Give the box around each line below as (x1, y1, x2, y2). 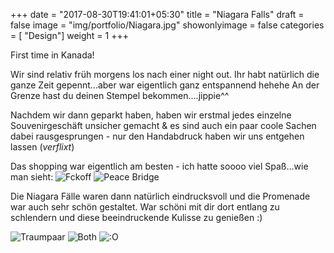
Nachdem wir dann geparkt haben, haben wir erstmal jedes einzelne (10, 109, 292, 121)
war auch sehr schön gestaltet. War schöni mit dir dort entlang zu (10, 201, 280, 213)
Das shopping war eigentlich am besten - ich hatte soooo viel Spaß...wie (10, 160, 309, 172)
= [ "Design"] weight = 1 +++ (10, 30, 129, 41)
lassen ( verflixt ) (10, 141, 75, 153)
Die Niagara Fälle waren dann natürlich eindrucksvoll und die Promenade (10, 190, 311, 202)
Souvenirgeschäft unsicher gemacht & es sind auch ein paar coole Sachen (10, 120, 317, 131)
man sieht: (10, 171, 54, 183)
